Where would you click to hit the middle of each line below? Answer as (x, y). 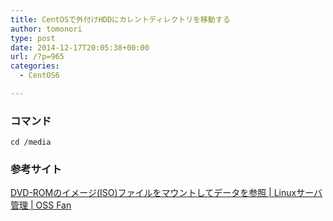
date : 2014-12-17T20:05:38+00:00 (80, 47)
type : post (33, 38)
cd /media (31, 142)
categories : (35, 66)
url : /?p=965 (37, 57)
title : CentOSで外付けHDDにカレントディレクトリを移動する (120, 19)
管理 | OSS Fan (41, 205)
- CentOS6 (39, 76)
